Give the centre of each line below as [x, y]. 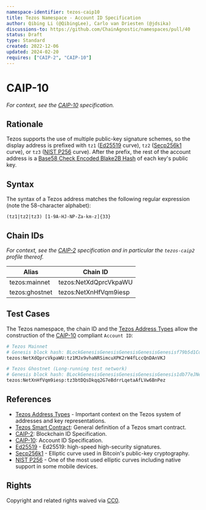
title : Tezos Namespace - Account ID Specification [74, 18]
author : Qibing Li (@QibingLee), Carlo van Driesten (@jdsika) [89, 23]
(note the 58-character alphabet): [49, 205]
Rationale [25, 124]
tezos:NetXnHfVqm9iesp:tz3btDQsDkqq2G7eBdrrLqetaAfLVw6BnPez [86, 381]
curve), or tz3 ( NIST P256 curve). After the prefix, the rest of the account [99, 152]
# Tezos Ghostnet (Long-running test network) [67, 369]
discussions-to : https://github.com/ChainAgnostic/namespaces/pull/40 [98, 29]
